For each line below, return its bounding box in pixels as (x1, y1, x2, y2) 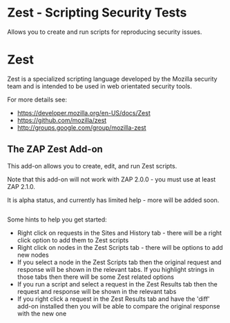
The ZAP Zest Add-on (7, 144, 104, 155)
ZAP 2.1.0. (7, 182, 36, 190)
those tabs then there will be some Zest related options (17, 273, 175, 281)
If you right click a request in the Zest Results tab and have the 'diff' (17, 295, 211, 303)
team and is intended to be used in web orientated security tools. (7, 81, 192, 90)
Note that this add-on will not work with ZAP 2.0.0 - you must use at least (7, 175, 216, 184)
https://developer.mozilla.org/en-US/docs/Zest (17, 108, 151, 117)
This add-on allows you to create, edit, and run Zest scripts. (7, 161, 178, 170)
